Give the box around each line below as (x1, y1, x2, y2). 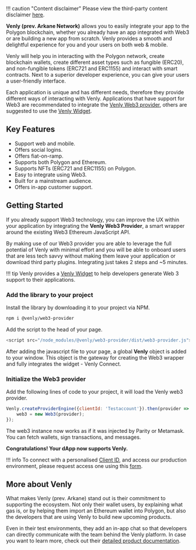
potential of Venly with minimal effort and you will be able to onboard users (6, 246, 187, 253)
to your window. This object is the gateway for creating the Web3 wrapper (6, 354, 184, 361)
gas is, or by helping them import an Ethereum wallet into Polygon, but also (6, 507, 187, 514)
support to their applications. (6, 276, 76, 283)
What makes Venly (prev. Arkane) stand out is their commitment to (6, 495, 166, 502)
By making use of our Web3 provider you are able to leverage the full (6, 240, 172, 247)
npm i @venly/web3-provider (6, 315, 75, 321)
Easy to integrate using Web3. (14, 171, 87, 178)
